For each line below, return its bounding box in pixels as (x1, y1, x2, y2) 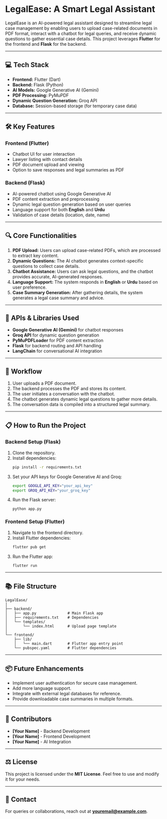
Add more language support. (12, 685, 72, 691)
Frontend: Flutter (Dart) (12, 76, 61, 82)
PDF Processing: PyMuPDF (12, 92, 69, 98)
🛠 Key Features (5, 123, 55, 131)
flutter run (12, 563, 37, 568)
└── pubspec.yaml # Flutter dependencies (14, 646, 117, 651)
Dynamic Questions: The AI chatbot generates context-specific (12, 257, 144, 264)
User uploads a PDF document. (12, 380, 77, 386)
